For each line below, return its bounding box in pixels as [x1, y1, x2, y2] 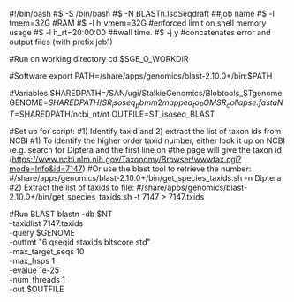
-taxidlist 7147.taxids [9, 217, 84, 229]
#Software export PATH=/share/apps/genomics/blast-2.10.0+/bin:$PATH [9, 71, 273, 81]
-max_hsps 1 [9, 255, 56, 266]
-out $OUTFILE [9, 283, 64, 294]
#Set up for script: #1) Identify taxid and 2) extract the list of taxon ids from [9, 125, 282, 136]
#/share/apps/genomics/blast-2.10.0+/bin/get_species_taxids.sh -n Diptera [9, 172, 282, 183]
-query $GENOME [9, 227, 75, 238]
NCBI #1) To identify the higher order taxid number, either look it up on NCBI [9, 135, 285, 146]
